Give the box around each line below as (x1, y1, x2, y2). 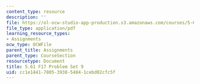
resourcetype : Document (6, 58, 65, 64)
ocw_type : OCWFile (6, 42, 52, 48)
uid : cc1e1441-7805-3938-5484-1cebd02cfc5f (6, 69, 116, 75)
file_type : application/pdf (6, 25, 76, 31)
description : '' (6, 14, 46, 20)
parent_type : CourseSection (6, 53, 76, 59)
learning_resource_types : (6, 31, 70, 37)
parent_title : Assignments (6, 47, 73, 53)
